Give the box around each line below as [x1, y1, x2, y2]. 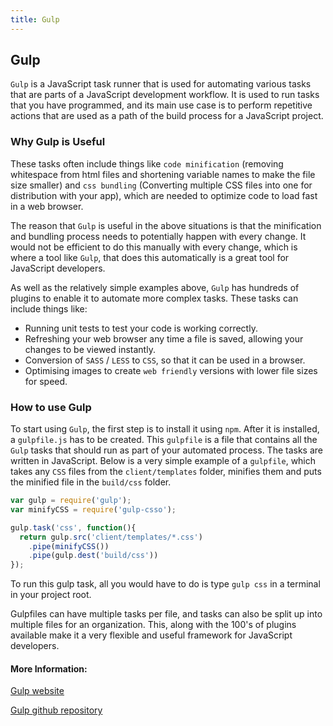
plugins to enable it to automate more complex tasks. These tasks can [10, 292, 299, 304]
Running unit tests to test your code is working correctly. [24, 322, 258, 334]
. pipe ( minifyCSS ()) [28, 541, 110, 551]
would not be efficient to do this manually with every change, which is [10, 241, 298, 253]
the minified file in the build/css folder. [10, 476, 172, 488]
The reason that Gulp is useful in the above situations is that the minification [10, 219, 322, 231]
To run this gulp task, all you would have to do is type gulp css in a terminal [10, 578, 321, 590]
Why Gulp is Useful [10, 135, 106, 149]
